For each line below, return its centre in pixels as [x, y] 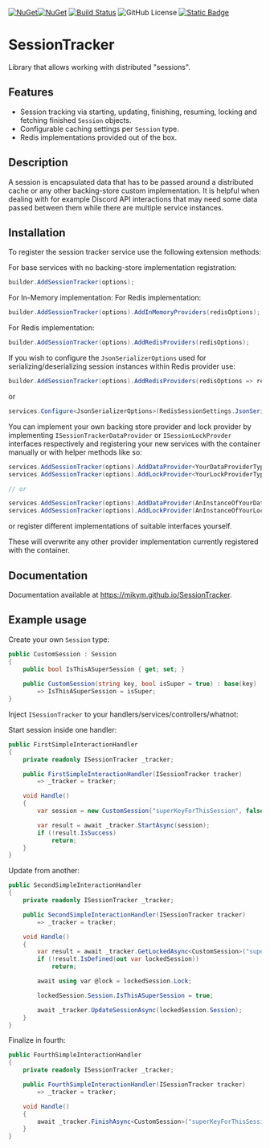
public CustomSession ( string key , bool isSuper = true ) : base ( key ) [140, 684]
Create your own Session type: [59, 639]
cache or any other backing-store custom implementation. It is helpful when [134, 190]
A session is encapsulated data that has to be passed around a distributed [131, 182]
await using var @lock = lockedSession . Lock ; [115, 981]
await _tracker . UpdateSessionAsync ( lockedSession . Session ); [140, 1010]
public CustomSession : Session [62, 654]
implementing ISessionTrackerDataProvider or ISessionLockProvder [120, 435]
